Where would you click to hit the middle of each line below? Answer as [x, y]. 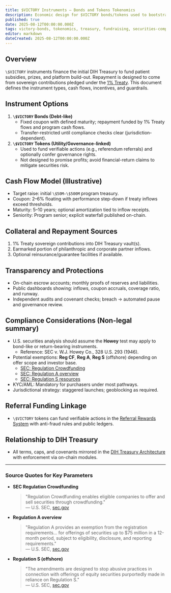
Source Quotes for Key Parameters [49, 475]
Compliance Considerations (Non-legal [69, 321]
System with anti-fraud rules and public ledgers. [63, 424]
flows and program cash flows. [53, 127]
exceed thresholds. [33, 204]
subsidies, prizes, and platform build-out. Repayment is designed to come [83, 77]
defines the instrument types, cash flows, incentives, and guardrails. [77, 88]
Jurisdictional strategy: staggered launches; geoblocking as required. [85, 390]
